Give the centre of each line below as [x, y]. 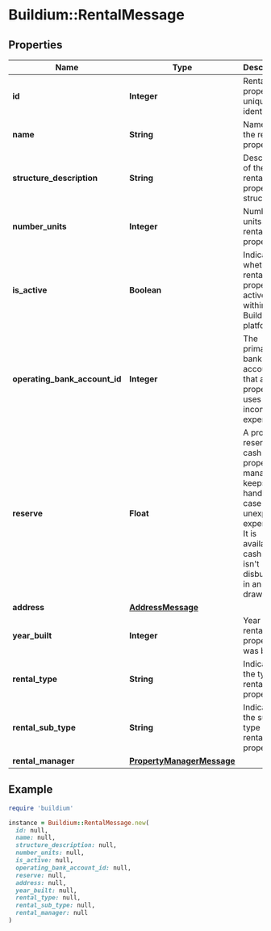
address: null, [41, 883]
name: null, [36, 838]
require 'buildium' [41, 808]
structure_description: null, [66, 845]
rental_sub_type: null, [55, 906]
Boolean [145, 290]
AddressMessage [164, 607]
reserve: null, [41, 875]
